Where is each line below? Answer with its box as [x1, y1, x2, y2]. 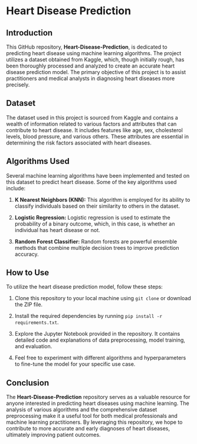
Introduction [6, 28, 53, 38]
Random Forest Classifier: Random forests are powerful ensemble [14, 238, 178, 245]
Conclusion [6, 378, 50, 388]
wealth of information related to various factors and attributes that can [6, 120, 177, 127]
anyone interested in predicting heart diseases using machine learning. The [6, 400, 190, 407]
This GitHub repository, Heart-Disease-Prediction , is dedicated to [6, 43, 168, 50]
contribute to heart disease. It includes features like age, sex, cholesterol [6, 126, 183, 134]
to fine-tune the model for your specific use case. [14, 361, 136, 368]
